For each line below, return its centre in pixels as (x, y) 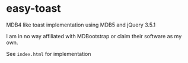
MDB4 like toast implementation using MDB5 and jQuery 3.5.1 (81, 25)
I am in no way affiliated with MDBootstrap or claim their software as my (94, 36)
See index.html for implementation (49, 54)
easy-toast (34, 9)
